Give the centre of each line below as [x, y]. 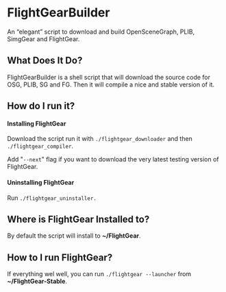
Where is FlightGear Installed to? [78, 219]
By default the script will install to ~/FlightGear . [74, 236]
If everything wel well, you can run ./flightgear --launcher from [99, 274]
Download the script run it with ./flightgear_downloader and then [100, 139]
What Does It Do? [45, 61]
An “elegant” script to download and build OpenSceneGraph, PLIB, [101, 32]
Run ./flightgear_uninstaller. [52, 198]
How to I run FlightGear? [60, 257]
